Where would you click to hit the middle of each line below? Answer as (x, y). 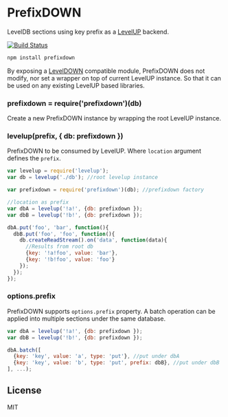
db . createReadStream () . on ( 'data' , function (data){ (93, 240)
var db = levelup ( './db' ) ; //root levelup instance (82, 178)
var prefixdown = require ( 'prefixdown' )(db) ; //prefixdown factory (106, 190)
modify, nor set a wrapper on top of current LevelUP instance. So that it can (114, 78)
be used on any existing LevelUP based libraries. (76, 85)
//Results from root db (59, 247)
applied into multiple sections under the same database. (87, 319)
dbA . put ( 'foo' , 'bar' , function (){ (58, 227)
